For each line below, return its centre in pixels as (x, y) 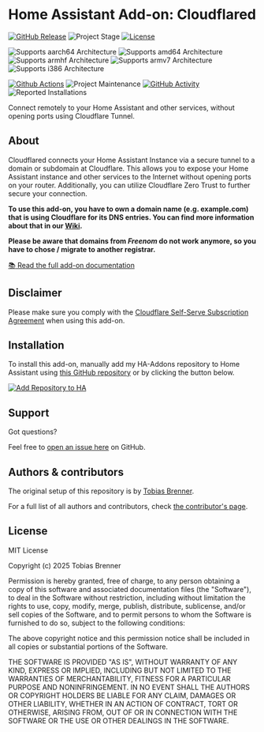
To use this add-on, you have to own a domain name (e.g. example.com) (128, 209)
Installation (36, 345)
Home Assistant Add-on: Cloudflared (132, 15)
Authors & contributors (66, 472)
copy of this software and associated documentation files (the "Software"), (130, 589)
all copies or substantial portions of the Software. (88, 647)
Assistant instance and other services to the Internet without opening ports (130, 176)
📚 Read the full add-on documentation (72, 265)
